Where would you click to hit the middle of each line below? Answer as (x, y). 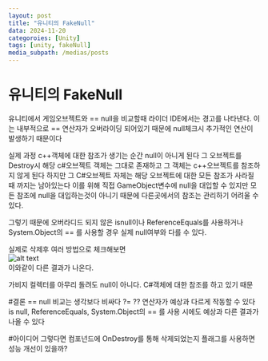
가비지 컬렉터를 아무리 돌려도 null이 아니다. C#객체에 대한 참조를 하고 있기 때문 (131, 284)
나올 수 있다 (27, 321)
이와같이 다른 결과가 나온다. (51, 268)
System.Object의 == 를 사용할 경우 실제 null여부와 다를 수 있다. (108, 232)
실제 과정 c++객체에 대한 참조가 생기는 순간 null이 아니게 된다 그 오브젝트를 (125, 155)
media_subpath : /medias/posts (59, 53)
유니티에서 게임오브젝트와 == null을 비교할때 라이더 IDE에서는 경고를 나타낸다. (130, 118)
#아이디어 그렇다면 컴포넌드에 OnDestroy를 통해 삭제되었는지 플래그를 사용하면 (132, 338)
